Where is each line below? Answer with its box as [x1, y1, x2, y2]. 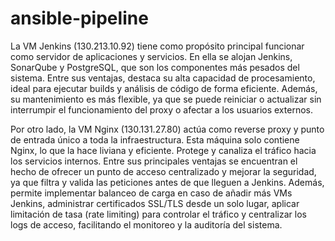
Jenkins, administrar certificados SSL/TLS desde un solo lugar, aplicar [10, 197, 300, 209]
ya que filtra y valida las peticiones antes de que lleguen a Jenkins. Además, [10, 176, 325, 188]
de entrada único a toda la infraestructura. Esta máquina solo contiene [10, 133, 300, 146]
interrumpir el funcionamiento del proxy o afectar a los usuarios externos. [10, 103, 313, 116]
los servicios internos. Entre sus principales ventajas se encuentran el [10, 155, 298, 167]
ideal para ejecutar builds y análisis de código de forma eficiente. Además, [10, 82, 318, 94]
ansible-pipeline [10, 7, 149, 30]
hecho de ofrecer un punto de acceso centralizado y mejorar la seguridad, [10, 165, 317, 177]
